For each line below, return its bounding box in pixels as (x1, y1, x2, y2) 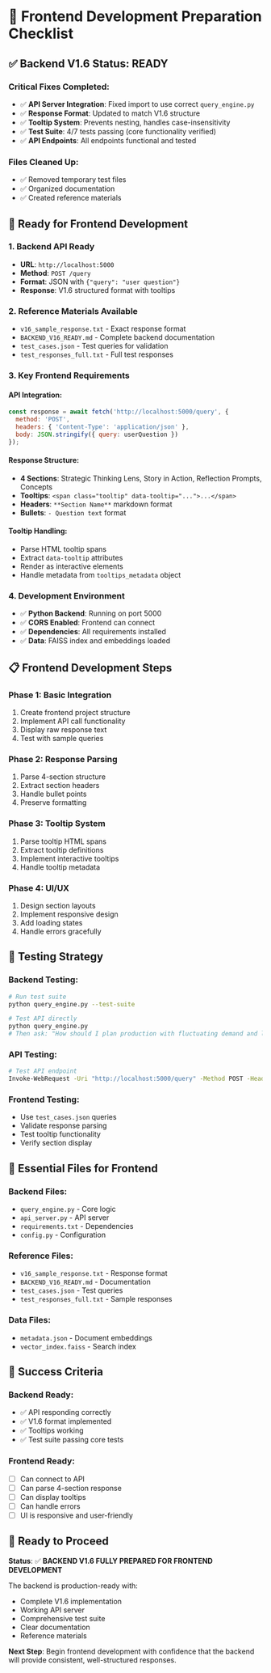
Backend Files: (8, 1185, 68, 1197)
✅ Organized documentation (19, 184, 115, 193)
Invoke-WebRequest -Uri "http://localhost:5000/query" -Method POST (8, 1075, 244, 1083)
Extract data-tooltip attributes (19, 553, 123, 563)
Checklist (8, 24, 74, 43)
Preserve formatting (19, 798, 87, 807)
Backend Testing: (8, 974, 79, 985)
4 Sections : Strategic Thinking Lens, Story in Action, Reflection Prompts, (19, 473, 262, 483)
